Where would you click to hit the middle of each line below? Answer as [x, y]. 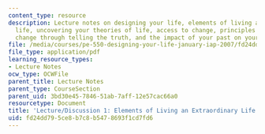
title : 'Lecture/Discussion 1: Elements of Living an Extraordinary [123, 111]
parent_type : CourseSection [54, 89]
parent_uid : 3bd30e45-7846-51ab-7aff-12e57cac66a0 [93, 96]
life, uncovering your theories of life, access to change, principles [136, 30]
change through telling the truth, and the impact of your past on [129, 37]
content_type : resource [47, 15]
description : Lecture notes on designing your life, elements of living [130, 23]
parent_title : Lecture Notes [56, 81]
